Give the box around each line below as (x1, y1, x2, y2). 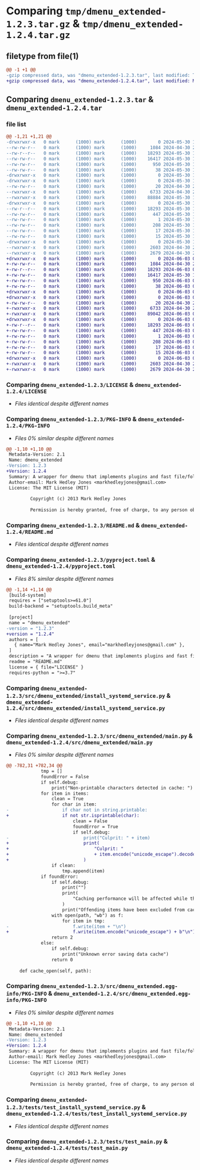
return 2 (51, 934, 73, 940)
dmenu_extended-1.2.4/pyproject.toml (6, 563, 116, 570)
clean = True (51, 796, 84, 802)
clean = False (72, 818, 108, 824)
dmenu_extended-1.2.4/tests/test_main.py (6, 1145, 128, 1152)
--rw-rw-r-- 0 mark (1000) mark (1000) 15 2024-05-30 (6, 234, 190, 240)
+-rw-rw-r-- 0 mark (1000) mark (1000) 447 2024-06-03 (6, 327, 190, 333)
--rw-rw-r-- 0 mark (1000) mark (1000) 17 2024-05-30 (6, 228, 190, 234)
